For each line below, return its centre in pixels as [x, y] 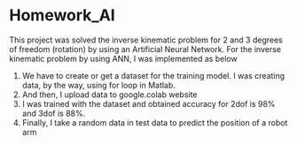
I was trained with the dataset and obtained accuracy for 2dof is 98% [148, 103]
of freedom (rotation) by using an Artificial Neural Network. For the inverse [145, 49]
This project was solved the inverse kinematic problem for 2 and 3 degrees [146, 40]
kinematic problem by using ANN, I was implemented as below [123, 58]
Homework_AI [62, 15]
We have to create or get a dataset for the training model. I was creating [153, 75]
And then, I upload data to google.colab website [109, 95]
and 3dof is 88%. [54, 113]
